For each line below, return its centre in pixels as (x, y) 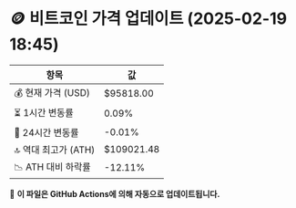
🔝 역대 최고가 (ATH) (55, 150)
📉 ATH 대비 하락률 (52, 167)
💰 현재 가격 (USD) (52, 92)
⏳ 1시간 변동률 (44, 112)
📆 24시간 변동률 (46, 132)
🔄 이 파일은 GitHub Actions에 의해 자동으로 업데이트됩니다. (115, 193)
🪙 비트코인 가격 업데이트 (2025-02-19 (148, 19)
